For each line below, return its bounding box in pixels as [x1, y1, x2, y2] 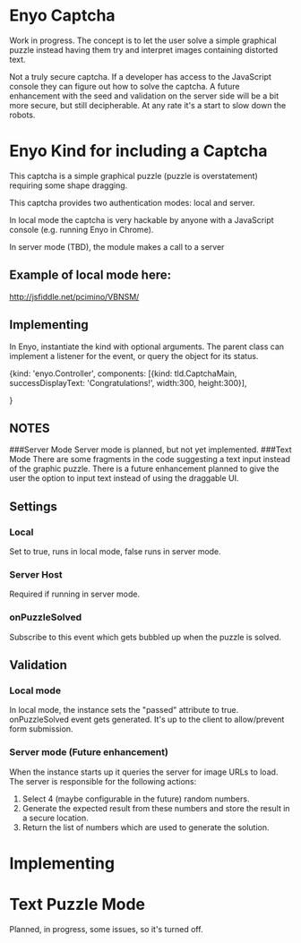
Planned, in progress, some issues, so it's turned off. [9, 923, 203, 934]
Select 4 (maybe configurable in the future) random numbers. [21, 793, 250, 804]
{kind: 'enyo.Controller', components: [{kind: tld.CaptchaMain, [9, 368, 237, 379]
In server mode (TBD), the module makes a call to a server [9, 241, 225, 252]
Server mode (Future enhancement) [9, 746, 168, 759]
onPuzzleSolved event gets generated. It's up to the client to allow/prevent [9, 714, 285, 725]
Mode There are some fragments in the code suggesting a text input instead [9, 454, 291, 465]
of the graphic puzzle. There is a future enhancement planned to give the [9, 463, 279, 475]
